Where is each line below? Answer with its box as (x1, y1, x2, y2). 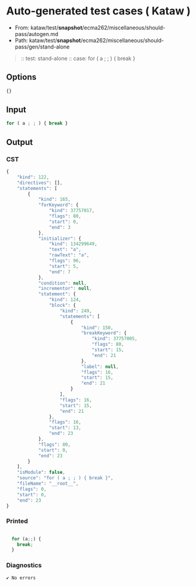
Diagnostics (6, 561, 42, 570)
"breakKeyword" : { (81, 330, 127, 336)
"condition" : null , (38, 280, 87, 286)
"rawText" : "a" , (48, 252, 90, 258)
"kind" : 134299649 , (48, 241, 97, 247)
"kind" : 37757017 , (48, 208, 95, 214)
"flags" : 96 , (48, 258, 82, 264)
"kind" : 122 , (17, 174, 50, 180)
